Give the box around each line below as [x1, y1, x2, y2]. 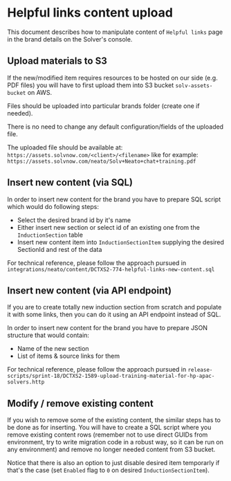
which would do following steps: [7, 202, 99, 210]
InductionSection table [17, 230, 83, 239]
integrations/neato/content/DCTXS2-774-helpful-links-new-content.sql [7, 266, 215, 273]
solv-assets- [175, 82, 213, 89]
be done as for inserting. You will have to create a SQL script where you [7, 424, 212, 432]
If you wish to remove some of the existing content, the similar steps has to [7, 416, 221, 424]
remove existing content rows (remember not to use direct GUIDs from [7, 430, 208, 439]
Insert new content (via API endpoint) [7, 284, 172, 296]
